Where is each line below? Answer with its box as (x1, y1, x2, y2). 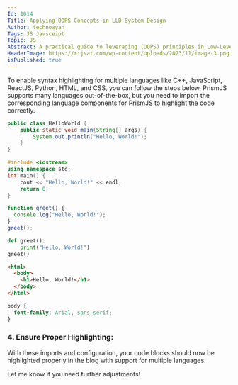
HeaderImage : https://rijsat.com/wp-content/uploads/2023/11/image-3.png (7, 50, 230, 57)
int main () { (7, 172, 46, 179)
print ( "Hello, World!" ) (20, 244, 91, 251)
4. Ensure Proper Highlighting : (7, 333, 114, 342)
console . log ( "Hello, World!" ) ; (13, 211, 106, 218)
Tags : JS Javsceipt (7, 30, 65, 38)
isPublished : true (7, 57, 62, 64)
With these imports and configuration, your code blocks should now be (7, 348, 215, 357)
